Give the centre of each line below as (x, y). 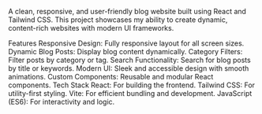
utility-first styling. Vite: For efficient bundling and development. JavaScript (130, 93)
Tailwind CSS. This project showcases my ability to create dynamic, (118, 20)
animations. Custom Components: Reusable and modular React (111, 77)
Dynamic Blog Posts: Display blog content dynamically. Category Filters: (125, 51)
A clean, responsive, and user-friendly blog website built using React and (127, 11)
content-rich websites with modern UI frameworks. (91, 28)
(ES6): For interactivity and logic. (62, 102)
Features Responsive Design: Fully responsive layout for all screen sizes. (126, 43)
